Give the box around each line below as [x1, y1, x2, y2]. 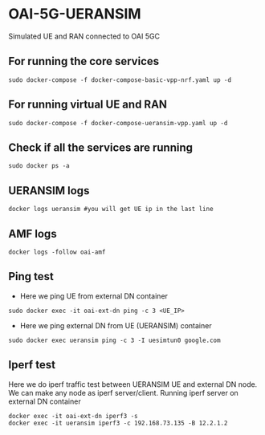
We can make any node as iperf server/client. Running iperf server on [8, 388, 238, 397]
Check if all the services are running [8, 140, 194, 154]
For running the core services [8, 55, 160, 68]
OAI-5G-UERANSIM [8, 5, 142, 23]
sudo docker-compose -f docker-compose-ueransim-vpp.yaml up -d [8, 119, 228, 127]
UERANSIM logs [8, 184, 90, 197]
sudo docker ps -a [8, 162, 70, 170]
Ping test [8, 270, 55, 283]
